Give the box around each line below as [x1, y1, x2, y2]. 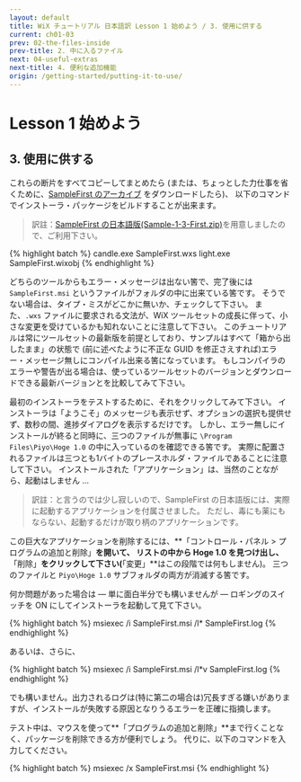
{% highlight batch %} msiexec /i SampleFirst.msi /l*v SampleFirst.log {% [9, 663, 281, 674]
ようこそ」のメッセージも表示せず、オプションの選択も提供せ [64, 407, 292, 418]
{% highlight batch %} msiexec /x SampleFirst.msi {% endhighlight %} [9, 762, 270, 773]
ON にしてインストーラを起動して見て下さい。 [34, 600, 207, 610]
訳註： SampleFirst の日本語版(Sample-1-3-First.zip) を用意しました [31, 218, 279, 229]
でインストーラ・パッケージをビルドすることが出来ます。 [9, 200, 222, 210]
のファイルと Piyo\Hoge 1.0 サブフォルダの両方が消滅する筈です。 [9, 569, 254, 580]
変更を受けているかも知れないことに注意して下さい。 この [24, 321, 240, 332]
